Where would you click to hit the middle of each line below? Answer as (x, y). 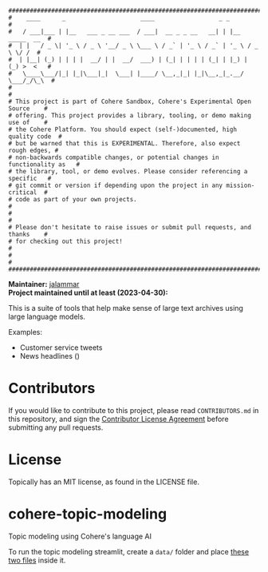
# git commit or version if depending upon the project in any (116, 185)
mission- (240, 185)
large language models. (47, 316)
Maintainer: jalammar (44, 284)
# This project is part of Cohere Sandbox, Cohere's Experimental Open (130, 101)
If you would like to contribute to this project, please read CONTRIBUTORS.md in (134, 410)
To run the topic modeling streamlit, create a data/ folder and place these (129, 551)
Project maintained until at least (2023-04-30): (89, 292)
